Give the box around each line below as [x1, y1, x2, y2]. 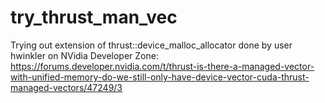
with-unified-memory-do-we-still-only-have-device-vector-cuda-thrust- [10, 71, 310, 83]
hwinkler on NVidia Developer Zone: [10, 49, 159, 61]
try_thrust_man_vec [10, 6, 178, 29]
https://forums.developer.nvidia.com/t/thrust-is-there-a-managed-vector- [10, 60, 315, 72]
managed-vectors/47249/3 [10, 81, 123, 93]
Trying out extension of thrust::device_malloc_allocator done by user [10, 39, 293, 51]
